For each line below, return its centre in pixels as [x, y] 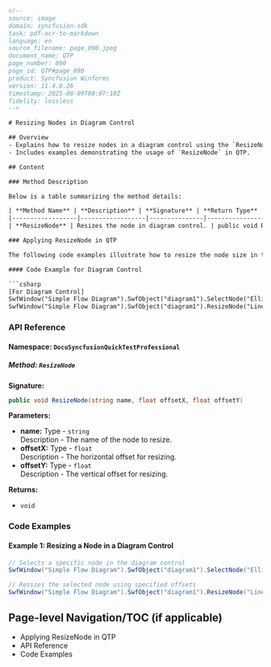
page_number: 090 [38, 64]
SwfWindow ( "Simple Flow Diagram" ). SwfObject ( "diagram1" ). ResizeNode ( [128, 593]
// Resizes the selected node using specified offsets [102, 585]
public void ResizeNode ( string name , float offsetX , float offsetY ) [126, 400]
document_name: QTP [41, 56]
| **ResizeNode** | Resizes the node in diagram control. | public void [133, 226]
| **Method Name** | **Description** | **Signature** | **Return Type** [133, 211]
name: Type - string [55, 431]
